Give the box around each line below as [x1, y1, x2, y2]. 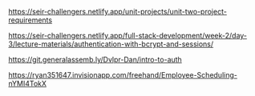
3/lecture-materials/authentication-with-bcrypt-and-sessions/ [8, 39, 214, 49]
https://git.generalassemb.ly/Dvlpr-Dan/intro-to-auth [8, 55, 182, 64]
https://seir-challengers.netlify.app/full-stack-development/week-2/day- [8, 31, 247, 40]
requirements [8, 15, 53, 25]
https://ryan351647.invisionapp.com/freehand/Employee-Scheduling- [8, 70, 238, 79]
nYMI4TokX [8, 79, 47, 88]
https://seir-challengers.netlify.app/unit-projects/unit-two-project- [8, 7, 227, 16]
